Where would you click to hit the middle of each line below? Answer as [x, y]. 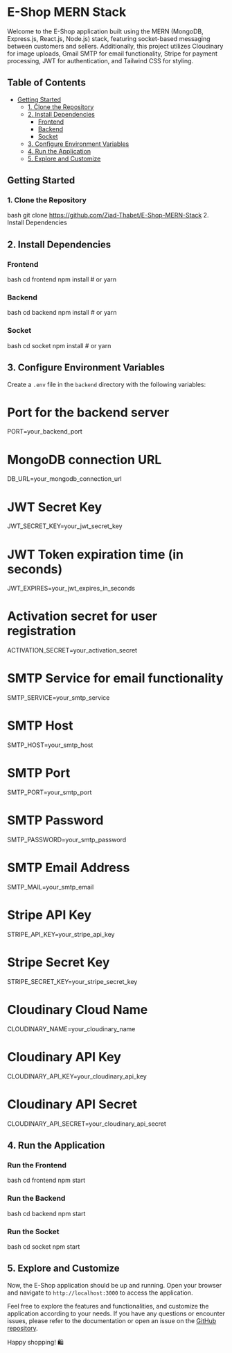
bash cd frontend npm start [46, 1180]
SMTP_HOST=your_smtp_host [50, 745]
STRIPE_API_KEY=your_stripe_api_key [61, 934]
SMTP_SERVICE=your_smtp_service [59, 698]
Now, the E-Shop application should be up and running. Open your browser [115, 1285]
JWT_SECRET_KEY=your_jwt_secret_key [65, 526]
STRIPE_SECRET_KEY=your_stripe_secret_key [72, 981]
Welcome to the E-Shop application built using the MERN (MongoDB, [105, 31]
